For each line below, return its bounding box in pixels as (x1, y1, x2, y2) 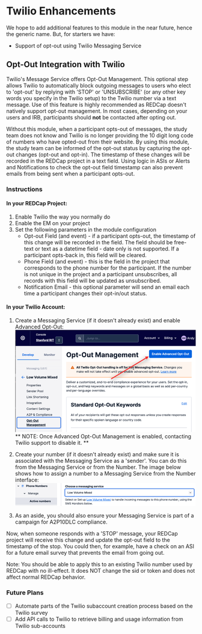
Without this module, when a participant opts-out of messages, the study (6, 125, 188, 133)
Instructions (6, 185, 43, 193)
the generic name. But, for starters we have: (6, 30, 115, 37)
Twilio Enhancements (6, 4, 116, 18)
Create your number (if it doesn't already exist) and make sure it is (14, 451, 179, 458)
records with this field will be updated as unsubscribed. (23, 277, 162, 284)
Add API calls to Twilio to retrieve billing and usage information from (14, 615, 183, 623)
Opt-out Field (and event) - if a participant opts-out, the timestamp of (23, 232, 196, 240)
